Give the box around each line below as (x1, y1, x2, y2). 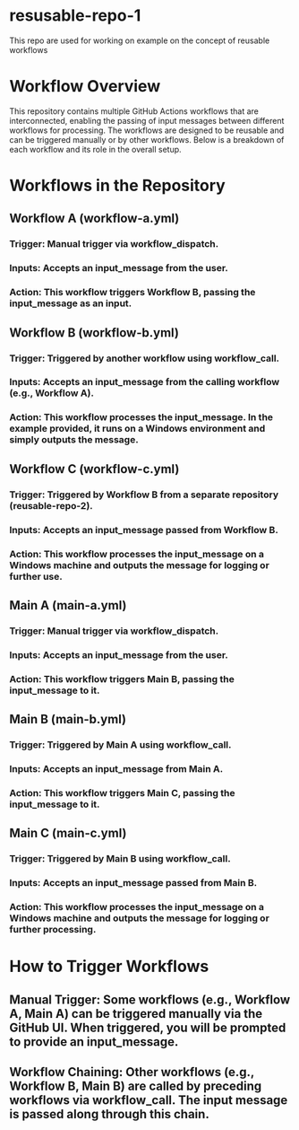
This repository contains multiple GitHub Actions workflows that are (9, 105, 260, 117)
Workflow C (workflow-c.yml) (9, 461, 180, 477)
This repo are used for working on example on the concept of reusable (9, 35, 270, 46)
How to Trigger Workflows (9, 957, 209, 977)
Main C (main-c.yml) (9, 826, 127, 841)
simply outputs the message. (9, 434, 139, 446)
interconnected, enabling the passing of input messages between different (9, 115, 285, 126)
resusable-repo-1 (9, 5, 141, 26)
